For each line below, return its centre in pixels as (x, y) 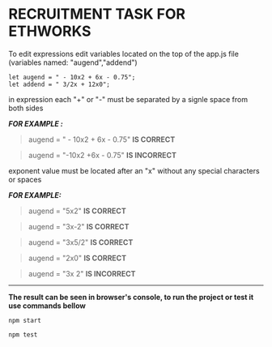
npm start (25, 320)
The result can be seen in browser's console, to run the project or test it (131, 297)
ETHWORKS (50, 31)
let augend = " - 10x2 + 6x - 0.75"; (72, 77)
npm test (23, 334)
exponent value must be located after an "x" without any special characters (134, 170)
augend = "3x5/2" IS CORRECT (81, 242)
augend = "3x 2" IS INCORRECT (82, 273)
